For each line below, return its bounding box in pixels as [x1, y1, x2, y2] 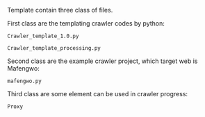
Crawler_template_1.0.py [7, 33, 79, 39]
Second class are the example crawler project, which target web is [7, 57, 198, 65]
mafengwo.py [7, 78, 42, 84]
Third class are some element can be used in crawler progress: [7, 90, 188, 98]
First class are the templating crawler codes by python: [7, 19, 165, 27]
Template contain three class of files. [7, 6, 113, 14]
